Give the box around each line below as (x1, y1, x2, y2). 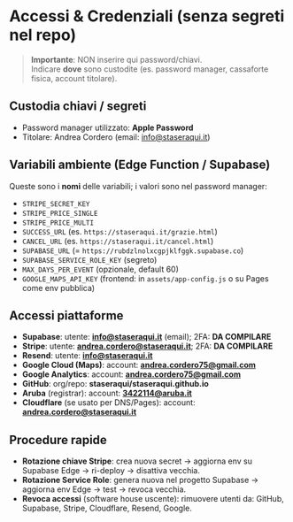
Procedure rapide (9, 432, 108, 448)
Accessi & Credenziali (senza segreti (9, 6, 285, 27)
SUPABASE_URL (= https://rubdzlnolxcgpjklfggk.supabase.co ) (21, 245, 244, 256)
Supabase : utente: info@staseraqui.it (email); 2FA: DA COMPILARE (21, 332, 272, 342)
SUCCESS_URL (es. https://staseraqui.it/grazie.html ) (21, 226, 219, 236)
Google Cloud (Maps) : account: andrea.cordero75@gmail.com (21, 360, 257, 371)
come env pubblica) (21, 282, 96, 293)
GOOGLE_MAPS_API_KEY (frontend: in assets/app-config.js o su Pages (21, 273, 269, 284)
